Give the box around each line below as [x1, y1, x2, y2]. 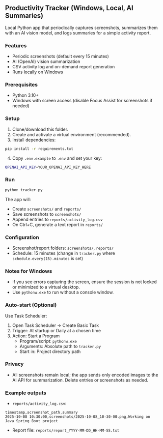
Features [5, 42, 27, 49]
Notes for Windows [5, 267, 53, 274]
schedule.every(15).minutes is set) [12, 255, 83, 261]
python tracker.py [5, 187, 43, 192]
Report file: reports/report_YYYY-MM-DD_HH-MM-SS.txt [12, 427, 119, 433]
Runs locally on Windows [12, 69, 63, 75]
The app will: [5, 196, 31, 202]
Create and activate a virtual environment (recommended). [12, 131, 131, 137]
